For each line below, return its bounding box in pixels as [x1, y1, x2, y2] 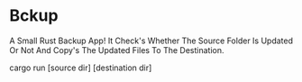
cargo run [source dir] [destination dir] [9, 62, 152, 73]
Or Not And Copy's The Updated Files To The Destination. [9, 44, 224, 55]
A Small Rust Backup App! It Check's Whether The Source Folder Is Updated [9, 35, 294, 46]
